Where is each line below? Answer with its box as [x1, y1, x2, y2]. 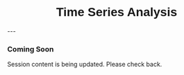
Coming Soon [7, 44, 54, 53]
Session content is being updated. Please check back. [7, 60, 162, 69]
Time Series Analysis [56, 5, 178, 19]
